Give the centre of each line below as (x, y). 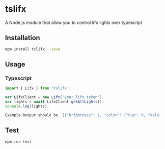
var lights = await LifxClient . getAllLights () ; (55, 102)
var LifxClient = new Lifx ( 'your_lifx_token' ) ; (55, 97)
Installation (23, 38)
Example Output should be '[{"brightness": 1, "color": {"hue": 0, (76, 115)
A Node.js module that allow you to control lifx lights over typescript (74, 22)
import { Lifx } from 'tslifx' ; (38, 88)
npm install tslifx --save (33, 49)
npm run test (18, 142)
